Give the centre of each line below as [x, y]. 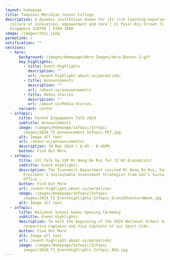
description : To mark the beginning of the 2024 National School [89, 222]
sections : [16, 48]
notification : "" [24, 43]
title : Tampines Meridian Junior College [50, 15]
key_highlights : [36, 62]
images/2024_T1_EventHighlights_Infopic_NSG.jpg [76, 250]
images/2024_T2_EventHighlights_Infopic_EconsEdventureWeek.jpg [93, 198]
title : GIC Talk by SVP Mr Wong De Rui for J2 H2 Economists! [86, 160]
